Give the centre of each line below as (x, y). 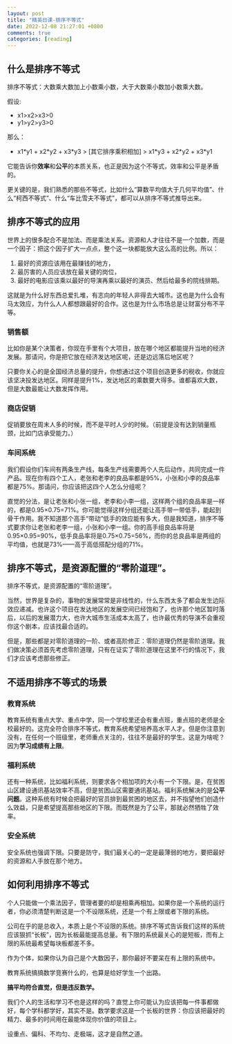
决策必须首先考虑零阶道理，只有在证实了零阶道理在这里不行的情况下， (119, 650)
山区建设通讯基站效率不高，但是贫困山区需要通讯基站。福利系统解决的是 (110, 790)
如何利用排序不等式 (48, 885)
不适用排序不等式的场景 (57, 682)
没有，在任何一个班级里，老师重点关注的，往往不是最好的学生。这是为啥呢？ (116, 737)
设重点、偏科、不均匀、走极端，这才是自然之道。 (77, 1034)
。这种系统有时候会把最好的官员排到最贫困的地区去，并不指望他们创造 (119, 799)
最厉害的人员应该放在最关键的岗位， (69, 272)
